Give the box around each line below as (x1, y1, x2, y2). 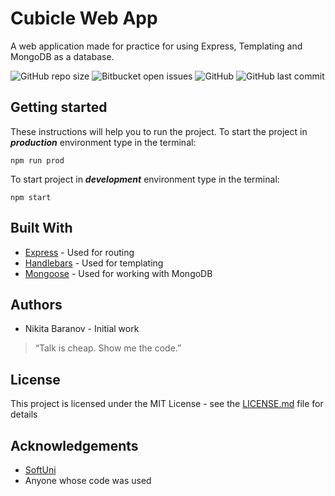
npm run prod (10, 155, 65, 166)
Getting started (10, 99, 108, 116)
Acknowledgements (10, 437, 139, 454)
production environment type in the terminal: (10, 136, 197, 148)
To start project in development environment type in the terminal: (10, 173, 280, 185)
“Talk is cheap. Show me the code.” (34, 342, 182, 354)
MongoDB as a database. (10, 50, 115, 62)
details (10, 408, 38, 421)
